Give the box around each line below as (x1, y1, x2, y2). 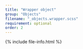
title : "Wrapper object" (5, 7, 56, 12)
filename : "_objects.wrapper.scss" (5, 16, 79, 21)
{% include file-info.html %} (5, 39, 62, 45)
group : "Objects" (5, 12, 41, 17)
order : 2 (5, 25, 23, 30)
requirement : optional (5, 21, 52, 26)
